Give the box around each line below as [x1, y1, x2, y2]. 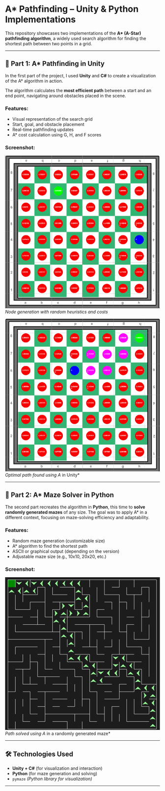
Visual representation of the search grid [12, 116, 93, 122]
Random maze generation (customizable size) [12, 538, 105, 544]
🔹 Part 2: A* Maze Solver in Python [5, 491, 114, 499]
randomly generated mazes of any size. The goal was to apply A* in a [5, 509, 147, 515]
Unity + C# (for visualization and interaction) [12, 765, 103, 771]
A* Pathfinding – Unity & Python [5, 3, 139, 15]
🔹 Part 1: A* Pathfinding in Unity [5, 60, 105, 68]
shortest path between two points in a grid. [5, 40, 92, 46]
